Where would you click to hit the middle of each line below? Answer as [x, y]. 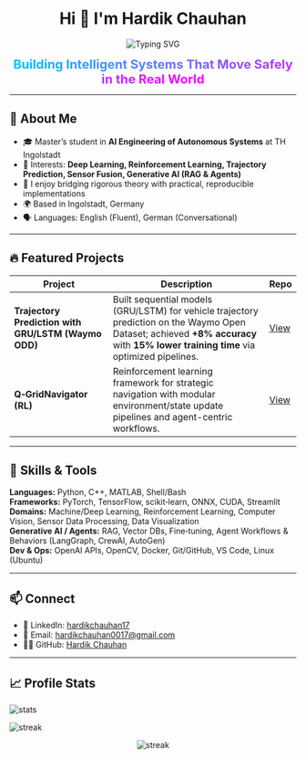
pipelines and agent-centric [173, 416]
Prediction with [48, 322]
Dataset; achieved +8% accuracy [185, 333]
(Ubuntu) [26, 560]
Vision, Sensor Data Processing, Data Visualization [104, 522]
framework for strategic [163, 383]
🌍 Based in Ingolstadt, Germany [83, 204]
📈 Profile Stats [53, 683]
